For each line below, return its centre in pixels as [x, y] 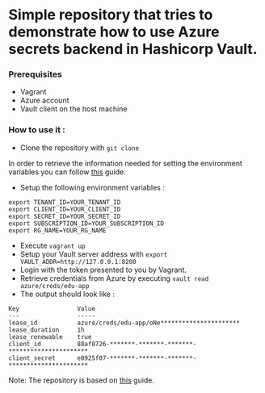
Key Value [52, 308]
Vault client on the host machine [74, 109]
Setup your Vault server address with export [94, 254]
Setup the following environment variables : [93, 187]
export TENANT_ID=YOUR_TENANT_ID [65, 202]
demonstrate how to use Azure [114, 32]
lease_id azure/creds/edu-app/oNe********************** [124, 323]
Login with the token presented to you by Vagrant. [103, 270]
